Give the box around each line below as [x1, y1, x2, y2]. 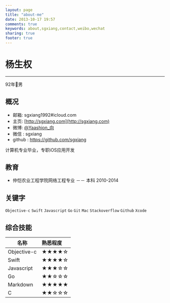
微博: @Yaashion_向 [12, 124, 54, 130]
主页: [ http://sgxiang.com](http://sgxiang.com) [12, 118, 110, 124]
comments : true [5, 21, 37, 27]
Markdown [8, 281, 33, 288]
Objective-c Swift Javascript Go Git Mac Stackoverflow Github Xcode [5, 208, 147, 214]
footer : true [5, 36, 33, 41]
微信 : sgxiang [12, 131, 42, 137]
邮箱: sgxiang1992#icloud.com [12, 112, 77, 118]
